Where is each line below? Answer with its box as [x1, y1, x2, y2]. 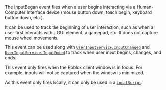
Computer [5, 9, 26, 15]
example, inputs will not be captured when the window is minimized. [5, 70, 145, 76]
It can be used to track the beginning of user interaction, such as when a [5, 24, 154, 30]
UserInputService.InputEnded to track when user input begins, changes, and [5, 49, 162, 55]
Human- [136, 4, 154, 10]
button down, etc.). [5, 15, 44, 20]
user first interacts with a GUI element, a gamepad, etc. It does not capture [5, 30, 158, 35]
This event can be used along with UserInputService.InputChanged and [5, 45, 150, 50]
